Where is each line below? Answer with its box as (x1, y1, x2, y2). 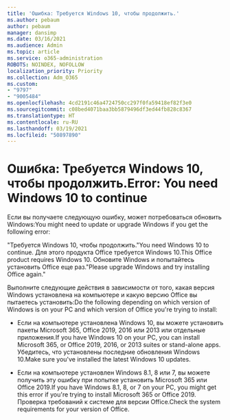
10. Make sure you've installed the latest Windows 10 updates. (16, 355, 191, 364)
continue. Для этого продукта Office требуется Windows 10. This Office (7, 248, 213, 256)
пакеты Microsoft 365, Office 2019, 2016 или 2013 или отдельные (16, 326, 206, 334)
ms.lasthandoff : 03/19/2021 (7, 125, 88, 132)
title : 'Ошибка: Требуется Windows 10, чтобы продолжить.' (7, 10, 180, 17)
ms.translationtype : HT (7, 112, 76, 119)
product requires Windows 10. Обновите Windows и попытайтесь (7, 256, 194, 264)
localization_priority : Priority (7, 67, 103, 74)
